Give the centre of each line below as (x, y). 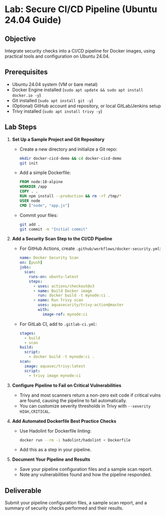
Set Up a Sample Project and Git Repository (58, 139)
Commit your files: (39, 215)
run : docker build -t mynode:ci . (74, 295)
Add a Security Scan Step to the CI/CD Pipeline (62, 239)
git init (29, 163)
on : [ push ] (31, 263)
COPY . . (29, 191)
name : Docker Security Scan (49, 258)
